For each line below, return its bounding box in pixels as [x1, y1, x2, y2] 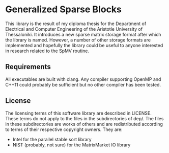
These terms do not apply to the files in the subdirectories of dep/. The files [5, 115, 164, 121]
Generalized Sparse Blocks [5, 4, 122, 15]
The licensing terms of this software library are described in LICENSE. [5, 110, 152, 116]
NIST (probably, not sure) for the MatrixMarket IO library [12, 142, 131, 148]
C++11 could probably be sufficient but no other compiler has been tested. [5, 81, 161, 88]
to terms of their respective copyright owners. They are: [5, 126, 123, 133]
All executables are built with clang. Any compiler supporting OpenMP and [5, 76, 161, 82]
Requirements [5, 62, 51, 71]
